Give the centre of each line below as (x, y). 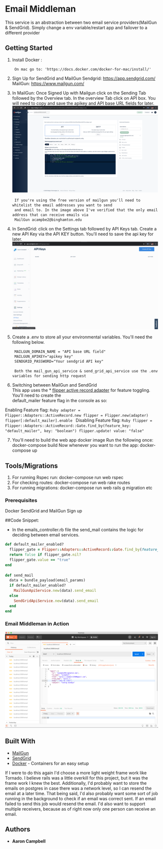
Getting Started (29, 48)
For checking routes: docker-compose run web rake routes (71, 483)
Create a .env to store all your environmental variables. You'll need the (82, 337)
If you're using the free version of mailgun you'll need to (77, 200)
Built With (20, 741)
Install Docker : (27, 60)
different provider (23, 33)
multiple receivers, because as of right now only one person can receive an (80, 809)
